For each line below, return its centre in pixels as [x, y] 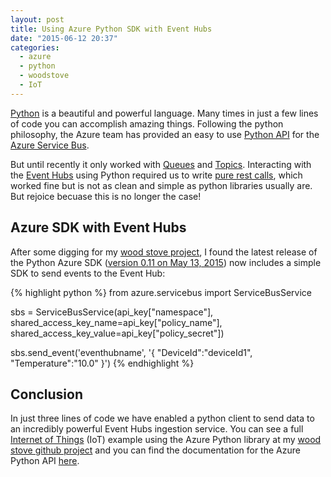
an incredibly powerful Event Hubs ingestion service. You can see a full [157, 429]
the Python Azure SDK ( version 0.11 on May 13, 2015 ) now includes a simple [166, 262]
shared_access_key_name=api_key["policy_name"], [116, 322]
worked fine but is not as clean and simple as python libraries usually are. [161, 185]
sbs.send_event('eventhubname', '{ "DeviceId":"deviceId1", [131, 352]
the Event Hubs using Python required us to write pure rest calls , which [156, 175]
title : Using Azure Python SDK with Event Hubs [111, 29]
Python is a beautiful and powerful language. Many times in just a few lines [164, 113]
